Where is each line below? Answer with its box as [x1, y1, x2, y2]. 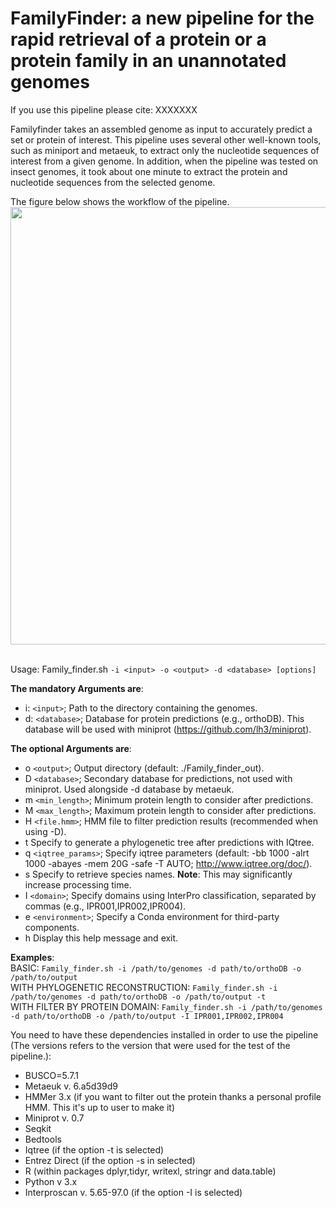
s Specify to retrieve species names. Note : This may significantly [24, 868, 293, 880]
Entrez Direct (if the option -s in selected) [24, 1154, 196, 1166]
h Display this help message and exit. [24, 932, 179, 944]
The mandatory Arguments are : [10, 682, 144, 694]
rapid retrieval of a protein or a [10, 28, 267, 51]
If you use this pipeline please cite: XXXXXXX [10, 103, 198, 116]
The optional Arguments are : [10, 742, 132, 754]
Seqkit [24, 1122, 52, 1134]
